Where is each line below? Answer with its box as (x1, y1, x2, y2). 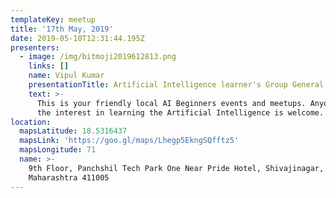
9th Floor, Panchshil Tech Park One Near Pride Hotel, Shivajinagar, (28, 163, 325, 173)
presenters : (10, 42, 60, 53)
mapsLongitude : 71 (19, 145, 97, 155)
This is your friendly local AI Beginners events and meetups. (36, 98, 307, 108)
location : (10, 117, 52, 127)
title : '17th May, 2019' (10, 24, 114, 34)
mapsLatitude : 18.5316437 (19, 126, 128, 136)
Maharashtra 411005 (28, 172, 110, 183)
